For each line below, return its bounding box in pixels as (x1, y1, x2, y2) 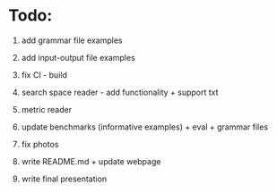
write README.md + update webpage (21, 155, 161, 166)
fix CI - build (21, 69, 68, 80)
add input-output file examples (21, 52, 135, 63)
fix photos (21, 138, 59, 149)
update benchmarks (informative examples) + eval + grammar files (21, 122, 269, 132)
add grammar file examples (21, 35, 123, 46)
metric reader (21, 104, 73, 114)
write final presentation (21, 173, 108, 184)
